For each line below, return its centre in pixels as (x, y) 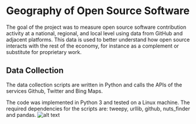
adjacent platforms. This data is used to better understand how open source (98, 39)
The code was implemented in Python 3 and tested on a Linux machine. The (98, 102)
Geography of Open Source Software (98, 11)
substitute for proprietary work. (44, 52)
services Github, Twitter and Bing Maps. (55, 91)
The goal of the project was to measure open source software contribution (96, 27)
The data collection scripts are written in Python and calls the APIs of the (94, 85)
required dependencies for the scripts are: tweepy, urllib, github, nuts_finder (98, 108)
